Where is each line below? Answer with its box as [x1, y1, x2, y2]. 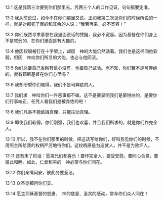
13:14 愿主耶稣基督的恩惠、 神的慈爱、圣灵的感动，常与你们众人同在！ [5, 191, 149, 197]
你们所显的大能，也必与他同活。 [35, 54, 100, 60]
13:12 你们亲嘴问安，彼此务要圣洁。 [5, 170, 78, 175]
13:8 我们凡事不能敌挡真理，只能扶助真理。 [5, 109, 93, 115]
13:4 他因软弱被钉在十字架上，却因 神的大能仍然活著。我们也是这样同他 [5, 49, 154, 54]
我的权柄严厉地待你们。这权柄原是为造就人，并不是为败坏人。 [26, 143, 152, 148]
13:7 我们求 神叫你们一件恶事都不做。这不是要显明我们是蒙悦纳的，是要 [5, 92, 153, 98]
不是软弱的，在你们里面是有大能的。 [5, 38, 79, 44]
